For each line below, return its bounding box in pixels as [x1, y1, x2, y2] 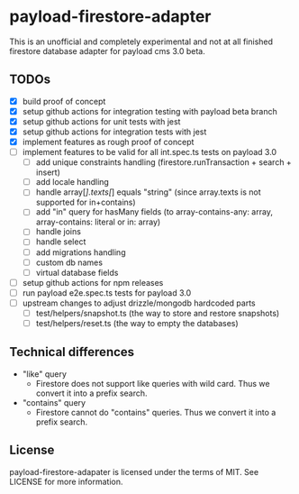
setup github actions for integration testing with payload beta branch [22, 105, 277, 116]
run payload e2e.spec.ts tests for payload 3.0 [22, 287, 192, 298]
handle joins [35, 226, 81, 237]
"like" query [22, 368, 68, 380]
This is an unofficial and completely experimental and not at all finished [9, 36, 273, 47]
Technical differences [9, 344, 135, 360]
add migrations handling [35, 246, 126, 258]
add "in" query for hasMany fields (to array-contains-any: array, [35, 206, 273, 217]
